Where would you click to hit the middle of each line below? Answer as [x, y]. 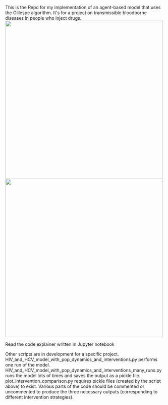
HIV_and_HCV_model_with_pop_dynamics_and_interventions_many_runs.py [83, 370]
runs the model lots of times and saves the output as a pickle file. [73, 376]
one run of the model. [28, 365]
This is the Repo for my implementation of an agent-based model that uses [83, 7]
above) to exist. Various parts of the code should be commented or [75, 386]
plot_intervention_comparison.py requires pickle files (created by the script [83, 381]
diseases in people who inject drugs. [43, 18]
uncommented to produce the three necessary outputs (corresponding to [81, 392]
